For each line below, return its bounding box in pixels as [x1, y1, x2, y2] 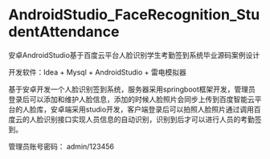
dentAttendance [8, 22, 120, 41]
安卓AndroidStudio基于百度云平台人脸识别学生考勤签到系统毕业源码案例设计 [8, 50, 260, 59]
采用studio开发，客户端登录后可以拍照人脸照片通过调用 [71, 104, 255, 114]
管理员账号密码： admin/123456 [8, 141, 115, 151]
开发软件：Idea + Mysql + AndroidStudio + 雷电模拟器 [8, 67, 186, 77]
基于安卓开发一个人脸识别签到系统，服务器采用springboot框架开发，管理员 [8, 84, 256, 94]
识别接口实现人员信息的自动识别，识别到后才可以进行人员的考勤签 [43, 114, 262, 124]
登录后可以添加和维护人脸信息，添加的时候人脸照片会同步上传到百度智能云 [8, 94, 255, 104]
